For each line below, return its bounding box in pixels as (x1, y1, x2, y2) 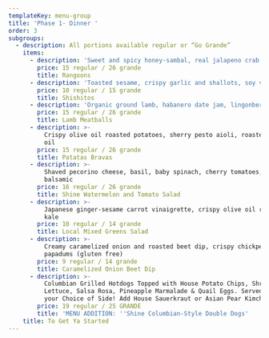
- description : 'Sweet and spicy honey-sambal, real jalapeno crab (29, 57, 260, 65)
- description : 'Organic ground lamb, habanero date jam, (29, 101, 227, 109)
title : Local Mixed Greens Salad (37, 227, 149, 236)
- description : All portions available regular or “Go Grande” (15, 42, 231, 50)
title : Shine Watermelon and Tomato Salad (37, 190, 181, 199)
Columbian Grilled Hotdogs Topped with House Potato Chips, (43, 280, 249, 288)
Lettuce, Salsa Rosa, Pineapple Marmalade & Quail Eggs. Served (43, 288, 263, 296)
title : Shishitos (37, 94, 94, 102)
